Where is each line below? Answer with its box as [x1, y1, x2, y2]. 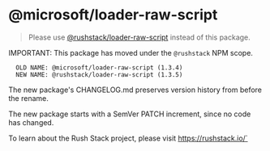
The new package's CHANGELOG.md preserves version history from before [8, 85, 262, 94]
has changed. [8, 117, 54, 127]
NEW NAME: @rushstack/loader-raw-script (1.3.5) [15, 70, 183, 78]
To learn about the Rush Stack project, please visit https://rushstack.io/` [8, 133, 249, 143]
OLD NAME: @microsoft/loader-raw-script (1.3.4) [15, 63, 183, 72]
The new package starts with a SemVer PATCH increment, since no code [8, 109, 251, 119]
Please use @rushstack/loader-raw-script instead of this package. [28, 32, 251, 42]
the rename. [8, 93, 49, 103]
